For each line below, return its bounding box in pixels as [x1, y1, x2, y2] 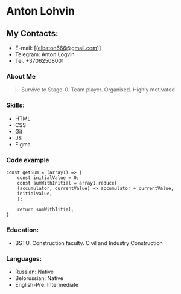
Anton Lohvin [6, 4, 75, 18]
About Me [6, 72, 36, 80]
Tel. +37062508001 [14, 57, 64, 64]
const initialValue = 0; [17, 174, 80, 181]
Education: [6, 226, 39, 234]
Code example [6, 155, 49, 164]
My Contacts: [6, 28, 59, 39]
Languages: [6, 255, 42, 263]
